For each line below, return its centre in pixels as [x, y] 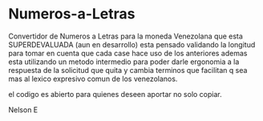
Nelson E [23, 110]
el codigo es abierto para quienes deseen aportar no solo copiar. [115, 94]
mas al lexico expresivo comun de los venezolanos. [93, 79]
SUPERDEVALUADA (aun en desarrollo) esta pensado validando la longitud [132, 44]
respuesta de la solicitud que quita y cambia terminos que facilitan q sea [128, 70]
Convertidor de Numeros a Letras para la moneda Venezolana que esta [125, 36]
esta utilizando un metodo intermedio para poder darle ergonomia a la [124, 62]
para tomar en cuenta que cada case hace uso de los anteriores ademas [128, 53]
